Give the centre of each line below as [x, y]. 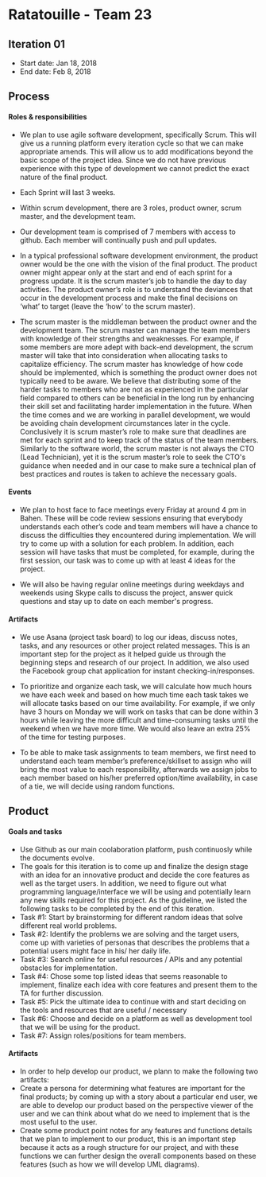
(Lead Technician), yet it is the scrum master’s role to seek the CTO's [133, 457]
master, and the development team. [78, 216]
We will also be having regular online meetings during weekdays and [132, 584]
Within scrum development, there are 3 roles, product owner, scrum [131, 208]
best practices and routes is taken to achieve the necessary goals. [128, 474]
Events [20, 492]
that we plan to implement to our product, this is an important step [128, 1139]
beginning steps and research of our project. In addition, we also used [134, 663]
